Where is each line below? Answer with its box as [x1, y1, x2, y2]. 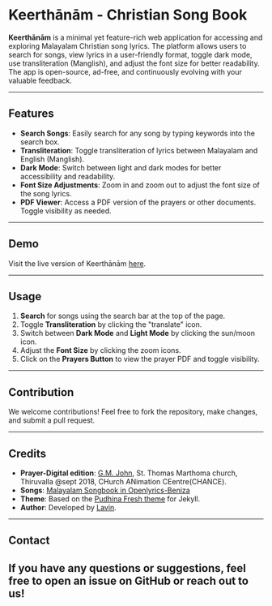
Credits [8, 446, 47, 460]
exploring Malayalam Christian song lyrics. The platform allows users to [8, 41, 247, 50]
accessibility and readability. [19, 171, 116, 181]
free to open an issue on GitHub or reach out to [8, 574, 249, 587]
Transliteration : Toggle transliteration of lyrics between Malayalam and [19, 145, 258, 155]
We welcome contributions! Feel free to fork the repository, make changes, [8, 407, 258, 417]
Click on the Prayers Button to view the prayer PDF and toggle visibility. [19, 355, 261, 364]
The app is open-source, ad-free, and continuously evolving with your [8, 67, 243, 76]
